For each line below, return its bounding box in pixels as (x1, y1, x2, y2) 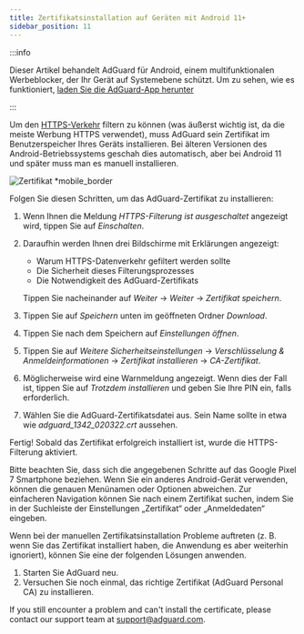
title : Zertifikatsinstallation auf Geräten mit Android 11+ (9, 13, 247, 23)
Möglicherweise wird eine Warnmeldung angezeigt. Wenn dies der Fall (22, 372, 288, 383)
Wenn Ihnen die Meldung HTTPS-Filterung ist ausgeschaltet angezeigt (22, 210, 289, 221)
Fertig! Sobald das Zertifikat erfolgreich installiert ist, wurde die (9, 437, 246, 448)
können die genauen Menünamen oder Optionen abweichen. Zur (9, 483, 252, 494)
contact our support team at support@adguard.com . (9, 613, 207, 624)
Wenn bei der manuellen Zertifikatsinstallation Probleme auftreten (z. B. (9, 529, 278, 541)
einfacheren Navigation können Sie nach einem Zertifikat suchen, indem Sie (9, 493, 294, 504)
